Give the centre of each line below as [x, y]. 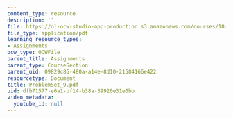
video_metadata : [31, 98]
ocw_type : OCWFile [34, 53]
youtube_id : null [38, 104]
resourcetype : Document [42, 78]
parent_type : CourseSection [48, 65]
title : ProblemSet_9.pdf [43, 85]
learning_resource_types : [44, 40]
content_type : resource [42, 14]
